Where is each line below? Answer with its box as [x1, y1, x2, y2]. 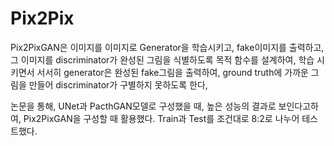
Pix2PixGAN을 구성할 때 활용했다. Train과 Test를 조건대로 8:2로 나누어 [23, 112, 300, 124]
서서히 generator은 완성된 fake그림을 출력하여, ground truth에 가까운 [36, 66, 309, 78]
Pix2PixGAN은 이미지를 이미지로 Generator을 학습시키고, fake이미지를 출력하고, [10, 41, 325, 53]
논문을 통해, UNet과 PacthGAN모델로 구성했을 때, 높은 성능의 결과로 [10, 100, 277, 112]
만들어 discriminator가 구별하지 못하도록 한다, [28, 78, 208, 91]
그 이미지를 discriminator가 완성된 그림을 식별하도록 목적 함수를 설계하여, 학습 [10, 53, 315, 66]
